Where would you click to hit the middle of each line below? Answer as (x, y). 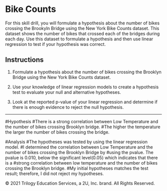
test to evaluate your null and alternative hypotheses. (67, 92)
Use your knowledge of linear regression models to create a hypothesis (85, 87)
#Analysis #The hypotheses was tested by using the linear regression (77, 142)
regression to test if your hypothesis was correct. (55, 44)
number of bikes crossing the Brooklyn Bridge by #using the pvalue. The (79, 152)
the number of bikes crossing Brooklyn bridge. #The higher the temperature (83, 127)
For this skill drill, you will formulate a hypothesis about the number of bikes (83, 23)
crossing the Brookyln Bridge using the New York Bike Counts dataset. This (82, 28)
